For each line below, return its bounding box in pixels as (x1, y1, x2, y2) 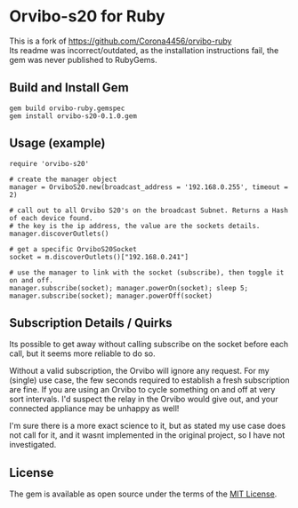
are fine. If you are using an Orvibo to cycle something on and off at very (9, 385, 276, 395)
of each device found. (9, 213, 93, 223)
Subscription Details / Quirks (9, 315, 173, 330)
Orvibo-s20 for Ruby (9, 6, 166, 27)
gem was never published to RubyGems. (9, 54, 157, 65)
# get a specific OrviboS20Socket (9, 244, 138, 254)
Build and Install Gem (9, 80, 129, 95)
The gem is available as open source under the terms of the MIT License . (9, 488, 278, 499)
